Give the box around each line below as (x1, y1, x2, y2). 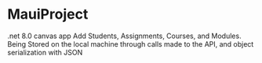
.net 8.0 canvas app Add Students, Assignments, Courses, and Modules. (7, 31, 242, 40)
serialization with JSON (7, 47, 83, 57)
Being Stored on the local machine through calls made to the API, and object (7, 39, 254, 48)
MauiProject (7, 5, 89, 23)
